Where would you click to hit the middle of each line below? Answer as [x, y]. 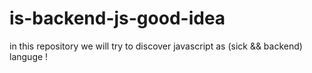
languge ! [29, 56]
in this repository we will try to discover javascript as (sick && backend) [156, 46]
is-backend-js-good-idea [117, 18]
